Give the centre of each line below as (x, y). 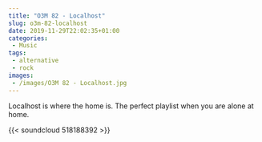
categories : (28, 38)
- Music (24, 46)
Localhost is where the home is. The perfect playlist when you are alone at (131, 106)
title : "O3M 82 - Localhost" (57, 16)
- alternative (35, 61)
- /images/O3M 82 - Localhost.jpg (69, 83)
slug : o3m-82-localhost (48, 23)
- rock (23, 68)
